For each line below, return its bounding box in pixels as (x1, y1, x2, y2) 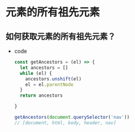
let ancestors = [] (20, 64, 69, 71)
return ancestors (20, 92, 63, 99)
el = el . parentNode (25, 82, 74, 88)
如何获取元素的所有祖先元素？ (5, 31, 116, 41)
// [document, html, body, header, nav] (14, 119, 116, 126)
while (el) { (20, 70, 53, 76)
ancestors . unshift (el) (25, 76, 82, 82)
